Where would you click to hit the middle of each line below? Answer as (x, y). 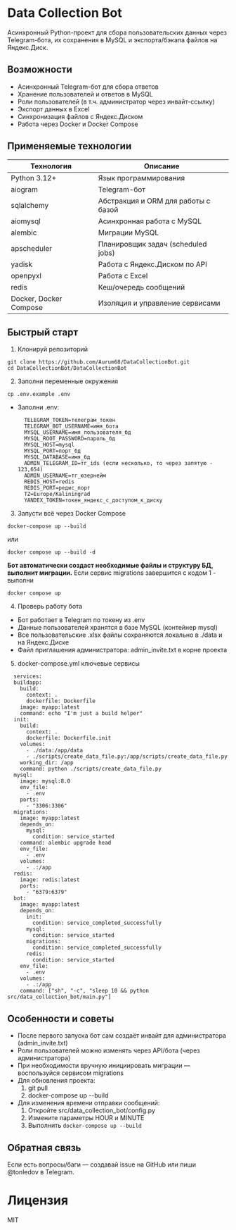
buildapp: (28, 683)
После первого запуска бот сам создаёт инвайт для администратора (122, 1036)
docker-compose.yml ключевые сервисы (79, 664)
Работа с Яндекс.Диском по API (152, 264)
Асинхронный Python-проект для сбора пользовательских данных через (117, 32)
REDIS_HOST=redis (50, 482)
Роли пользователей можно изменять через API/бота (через (109, 1050)
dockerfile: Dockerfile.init (68, 738)
